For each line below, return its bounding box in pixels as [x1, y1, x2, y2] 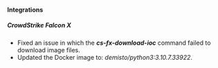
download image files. [17, 45, 81, 54]
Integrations [7, 5, 44, 14]
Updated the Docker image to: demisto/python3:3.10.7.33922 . [17, 53, 192, 61]
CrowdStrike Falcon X [7, 21, 71, 30]
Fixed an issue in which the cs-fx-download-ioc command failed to [17, 38, 211, 47]
